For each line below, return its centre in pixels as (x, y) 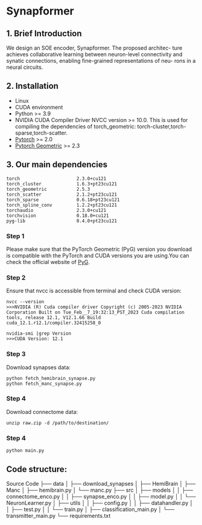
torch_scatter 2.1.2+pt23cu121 (62, 195)
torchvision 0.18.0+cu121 (58, 216)
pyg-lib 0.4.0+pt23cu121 (62, 221)
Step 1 (15, 236)
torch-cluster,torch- (162, 126)
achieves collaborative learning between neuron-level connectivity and (94, 54)
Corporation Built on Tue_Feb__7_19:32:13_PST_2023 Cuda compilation (96, 312)
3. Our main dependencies (57, 165)
